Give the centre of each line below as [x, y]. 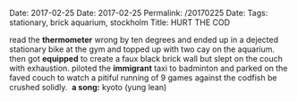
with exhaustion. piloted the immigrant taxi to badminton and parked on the [148, 68]
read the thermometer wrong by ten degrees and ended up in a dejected [144, 40]
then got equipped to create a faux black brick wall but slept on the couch [146, 59]
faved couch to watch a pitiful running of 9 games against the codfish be [143, 78]
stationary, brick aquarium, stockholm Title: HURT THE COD [120, 22]
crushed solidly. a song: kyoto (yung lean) [88, 87]
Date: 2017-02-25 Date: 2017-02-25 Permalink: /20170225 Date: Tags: [139, 13]
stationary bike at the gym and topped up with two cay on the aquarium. [142, 49]
